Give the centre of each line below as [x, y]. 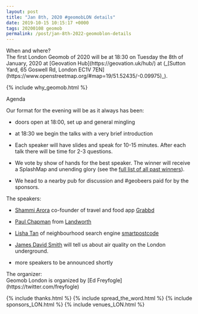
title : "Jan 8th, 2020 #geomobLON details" [61, 17]
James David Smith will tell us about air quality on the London [90, 245]
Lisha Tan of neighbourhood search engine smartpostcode [87, 233]
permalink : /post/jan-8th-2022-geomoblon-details [69, 34]
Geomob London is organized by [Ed [51, 281]
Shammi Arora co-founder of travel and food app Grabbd [84, 210]
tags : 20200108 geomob [34, 28]
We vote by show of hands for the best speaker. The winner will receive [102, 163]
